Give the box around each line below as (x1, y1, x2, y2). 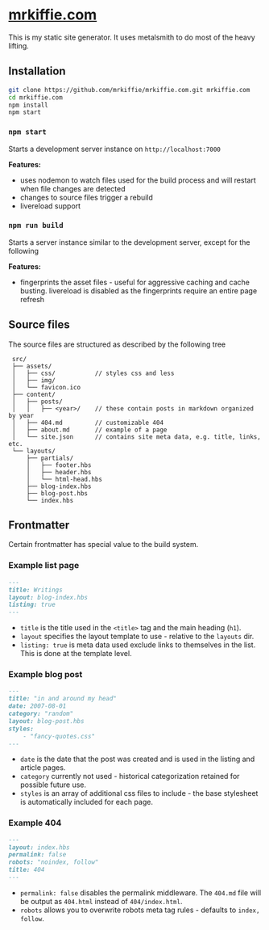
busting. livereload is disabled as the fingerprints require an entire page (19, 285, 258, 296)
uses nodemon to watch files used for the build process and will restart (19, 175, 256, 185)
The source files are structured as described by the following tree (8, 339, 226, 349)
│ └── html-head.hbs (26, 475, 103, 483)
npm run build (8, 221, 64, 230)
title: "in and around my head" (8, 695, 117, 703)
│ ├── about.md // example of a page (11, 426, 168, 434)
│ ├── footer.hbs (26, 461, 92, 469)
